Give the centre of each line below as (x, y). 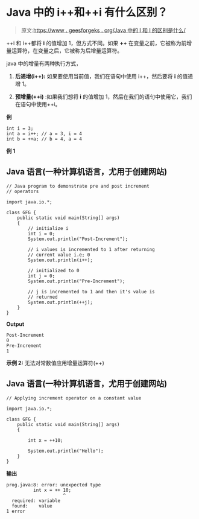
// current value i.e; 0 (59, 255)
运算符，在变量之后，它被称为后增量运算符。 (67, 50)
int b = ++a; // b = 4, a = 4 (44, 139)
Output (15, 324)
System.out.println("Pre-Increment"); (77, 281)
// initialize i (48, 228)
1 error (16, 511)
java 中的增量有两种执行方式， (44, 63)
